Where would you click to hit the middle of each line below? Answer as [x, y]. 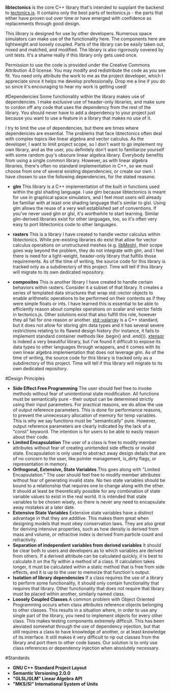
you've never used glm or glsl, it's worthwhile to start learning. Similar [86, 214]
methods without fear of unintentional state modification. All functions [86, 394]
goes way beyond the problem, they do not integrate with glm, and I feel [88, 251]
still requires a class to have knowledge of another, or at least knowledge [89, 632]
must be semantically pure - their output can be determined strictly [83, 399]
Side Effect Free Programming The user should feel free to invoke [82, 388]
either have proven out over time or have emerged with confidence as [78, 18]
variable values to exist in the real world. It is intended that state [79, 496]
